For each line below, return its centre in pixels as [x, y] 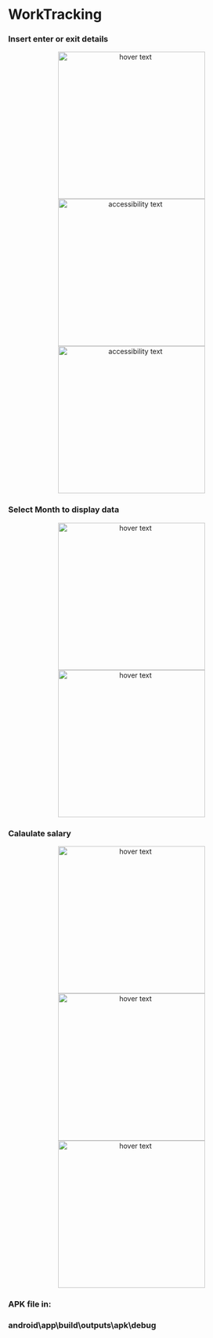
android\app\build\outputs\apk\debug [82, 1325]
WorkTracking [55, 15]
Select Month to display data [64, 510]
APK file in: [30, 1304]
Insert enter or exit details [58, 39]
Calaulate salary [40, 833]
